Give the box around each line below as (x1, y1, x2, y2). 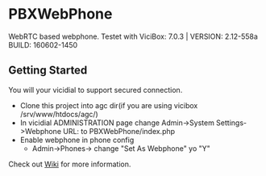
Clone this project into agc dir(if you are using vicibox (19, 100, 198, 110)
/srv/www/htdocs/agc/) (19, 109, 98, 119)
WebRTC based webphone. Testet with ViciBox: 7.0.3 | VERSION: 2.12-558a (8, 31, 258, 41)
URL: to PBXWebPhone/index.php (63, 126, 176, 136)
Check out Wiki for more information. (8, 159, 131, 169)
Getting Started (8, 64, 88, 78)
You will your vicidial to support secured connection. (8, 85, 183, 94)
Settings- (216, 118, 247, 128)
